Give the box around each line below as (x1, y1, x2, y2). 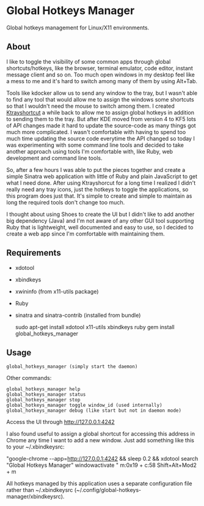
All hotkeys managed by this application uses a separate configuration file (6, 480, 192, 487)
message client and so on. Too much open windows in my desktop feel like (6, 71, 195, 78)
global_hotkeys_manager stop (6, 397, 81, 403)
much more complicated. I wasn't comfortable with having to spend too (6, 128, 186, 135)
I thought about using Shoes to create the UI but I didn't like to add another (6, 210, 195, 218)
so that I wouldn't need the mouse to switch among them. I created (6, 102, 175, 110)
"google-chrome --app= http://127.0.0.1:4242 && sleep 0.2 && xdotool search (6, 455, 199, 463)
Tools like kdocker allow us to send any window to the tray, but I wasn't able (6, 89, 197, 97)
